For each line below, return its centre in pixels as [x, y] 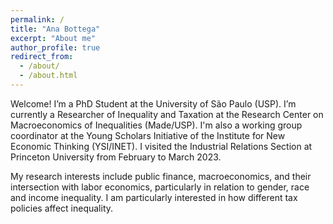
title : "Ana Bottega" [55, 29]
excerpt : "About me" [53, 38]
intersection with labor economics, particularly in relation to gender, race [160, 187]
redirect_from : [42, 57]
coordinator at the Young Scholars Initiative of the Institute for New [148, 135]
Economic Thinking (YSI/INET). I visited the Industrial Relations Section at [161, 146]
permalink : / [37, 19]
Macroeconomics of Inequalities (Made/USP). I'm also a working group [156, 125]
